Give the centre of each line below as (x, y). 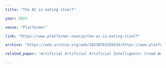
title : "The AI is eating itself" (41, 10)
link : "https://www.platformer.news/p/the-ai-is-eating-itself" (73, 36)
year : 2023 (16, 18)
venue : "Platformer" (26, 27)
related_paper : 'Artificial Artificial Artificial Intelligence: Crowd (80, 54)
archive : (14, 45)
